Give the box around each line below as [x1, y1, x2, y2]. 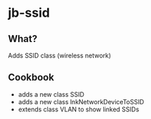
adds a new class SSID [18, 90, 85, 99]
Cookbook [8, 71, 55, 83]
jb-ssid [8, 5, 50, 21]
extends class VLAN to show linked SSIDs [18, 105, 140, 113]
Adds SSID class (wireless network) [8, 51, 112, 59]
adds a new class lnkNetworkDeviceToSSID [18, 97, 145, 106]
